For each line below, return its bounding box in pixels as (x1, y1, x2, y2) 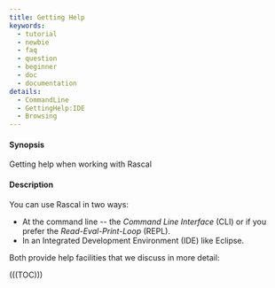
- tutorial (17, 29, 58, 38)
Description (9, 179, 54, 190)
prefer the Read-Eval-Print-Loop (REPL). (21, 225, 171, 236)
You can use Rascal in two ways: (9, 198, 129, 209)
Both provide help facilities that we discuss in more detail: (9, 252, 220, 262)
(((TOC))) (9, 269, 43, 280)
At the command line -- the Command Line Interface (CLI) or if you (21, 216, 267, 227)
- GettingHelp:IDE (17, 104, 86, 113)
